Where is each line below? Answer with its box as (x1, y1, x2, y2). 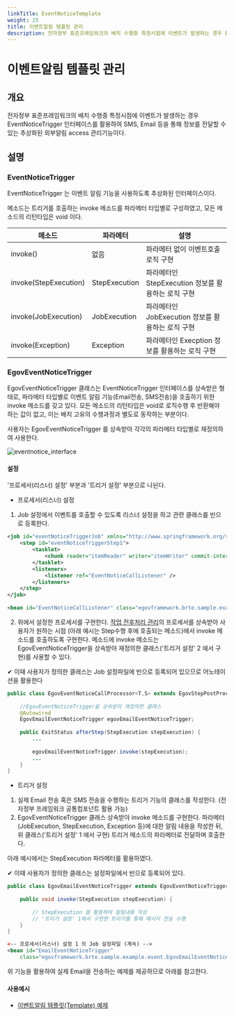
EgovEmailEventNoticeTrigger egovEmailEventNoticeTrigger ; (19, 716, 195, 723)
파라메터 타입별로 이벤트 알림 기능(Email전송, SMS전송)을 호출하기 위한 (22, 392, 215, 401)
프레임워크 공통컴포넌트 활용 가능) (36, 804, 128, 813)
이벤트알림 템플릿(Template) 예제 (17, 1001, 109, 1010)
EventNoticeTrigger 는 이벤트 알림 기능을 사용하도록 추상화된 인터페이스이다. (7, 189, 217, 197)
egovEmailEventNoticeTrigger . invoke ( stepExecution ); (32, 748, 189, 755)
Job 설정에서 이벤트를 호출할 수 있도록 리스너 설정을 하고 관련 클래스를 (17, 511, 209, 519)
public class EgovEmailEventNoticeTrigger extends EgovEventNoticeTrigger (7, 883, 229, 890)
